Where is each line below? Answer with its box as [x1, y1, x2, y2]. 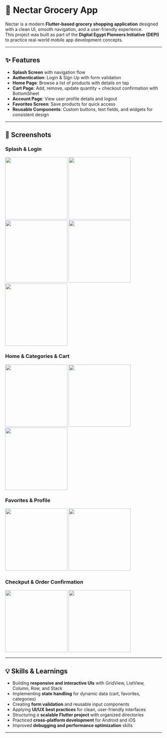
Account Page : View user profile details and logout [12, 96, 118, 102]
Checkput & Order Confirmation [5, 578, 83, 585]
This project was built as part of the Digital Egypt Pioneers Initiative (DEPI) [5, 31, 160, 37]
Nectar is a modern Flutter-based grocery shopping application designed [5, 21, 158, 27]
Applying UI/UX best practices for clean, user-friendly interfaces [12, 707, 146, 713]
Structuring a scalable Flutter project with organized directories [12, 712, 144, 718]
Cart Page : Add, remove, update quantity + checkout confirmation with [12, 85, 158, 91]
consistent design [12, 112, 49, 118]
